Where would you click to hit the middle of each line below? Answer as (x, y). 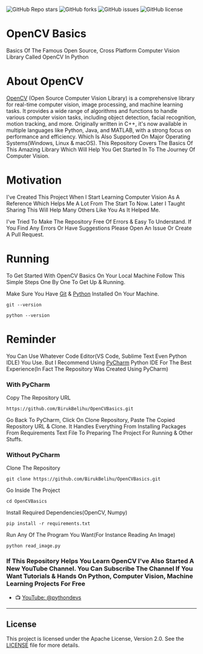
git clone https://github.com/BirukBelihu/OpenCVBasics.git (84, 479)
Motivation (34, 180)
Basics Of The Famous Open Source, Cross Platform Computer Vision (93, 50)
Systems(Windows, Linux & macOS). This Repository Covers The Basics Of (100, 143)
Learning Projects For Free (46, 584)
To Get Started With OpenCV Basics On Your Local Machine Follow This (96, 276)
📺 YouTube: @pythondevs (48, 597)
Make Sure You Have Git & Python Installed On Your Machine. (83, 294)
